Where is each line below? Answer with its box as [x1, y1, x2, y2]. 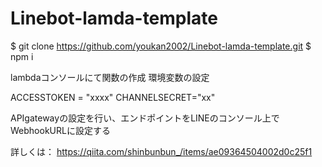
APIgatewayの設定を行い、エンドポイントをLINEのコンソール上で [10, 112, 280, 124]
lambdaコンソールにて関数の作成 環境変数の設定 [10, 71, 210, 83]
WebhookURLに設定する [10, 124, 111, 136]
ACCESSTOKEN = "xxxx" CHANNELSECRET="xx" [10, 91, 216, 103]
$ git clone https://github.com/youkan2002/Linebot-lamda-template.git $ [10, 40, 312, 52]
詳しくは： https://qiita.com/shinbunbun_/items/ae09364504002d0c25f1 [10, 145, 313, 157]
